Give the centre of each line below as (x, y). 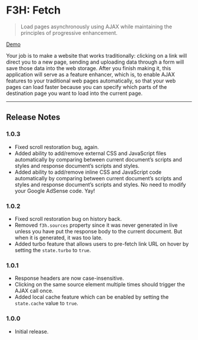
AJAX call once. (34, 291)
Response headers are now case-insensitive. (69, 278)
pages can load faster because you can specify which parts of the (87, 87)
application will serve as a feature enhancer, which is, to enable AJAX (90, 74)
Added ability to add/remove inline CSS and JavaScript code (88, 172)
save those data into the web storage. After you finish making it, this (89, 68)
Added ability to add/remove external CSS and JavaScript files (90, 153)
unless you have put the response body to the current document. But (98, 231)
